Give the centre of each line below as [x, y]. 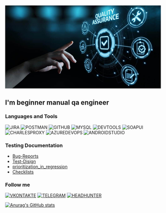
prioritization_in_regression [40, 167]
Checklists [23, 172]
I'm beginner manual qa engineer [57, 102]
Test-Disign [24, 161]
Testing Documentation [34, 145]
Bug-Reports [25, 156]
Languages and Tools [31, 116]
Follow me [18, 185]
